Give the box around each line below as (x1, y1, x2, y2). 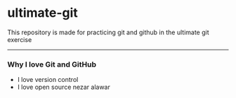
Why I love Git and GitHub (7, 59, 97, 69)
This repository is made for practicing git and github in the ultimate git (7, 28, 209, 36)
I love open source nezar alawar (17, 83, 110, 92)
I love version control (17, 76, 79, 84)
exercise (7, 35, 32, 43)
